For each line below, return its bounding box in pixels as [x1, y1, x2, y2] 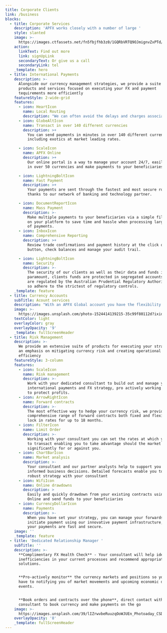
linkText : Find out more [18, 49, 70, 54]
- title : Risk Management [9, 334, 64, 340]
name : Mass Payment [23, 205, 64, 211]
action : [14, 44, 30, 49]
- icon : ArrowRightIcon [18, 395, 68, 400]
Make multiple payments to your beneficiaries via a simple [27, 214, 155, 219]
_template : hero [14, 68, 48, 73]
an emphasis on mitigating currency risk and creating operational [18, 349, 162, 354]
